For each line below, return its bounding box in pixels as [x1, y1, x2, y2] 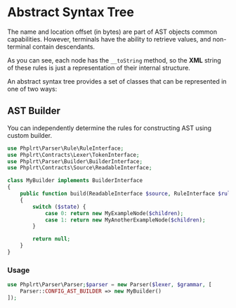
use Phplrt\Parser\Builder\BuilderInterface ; [7, 158, 143, 165]
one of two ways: [7, 84, 58, 93]
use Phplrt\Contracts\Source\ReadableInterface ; [7, 165, 152, 172]
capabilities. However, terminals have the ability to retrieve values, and [7, 34, 211, 43]
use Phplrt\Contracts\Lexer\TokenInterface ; [7, 151, 140, 158]
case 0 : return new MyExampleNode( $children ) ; [44, 210, 184, 217]
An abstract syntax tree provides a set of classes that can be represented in [7, 77, 227, 85]
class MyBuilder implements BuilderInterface [7, 177, 143, 184]
